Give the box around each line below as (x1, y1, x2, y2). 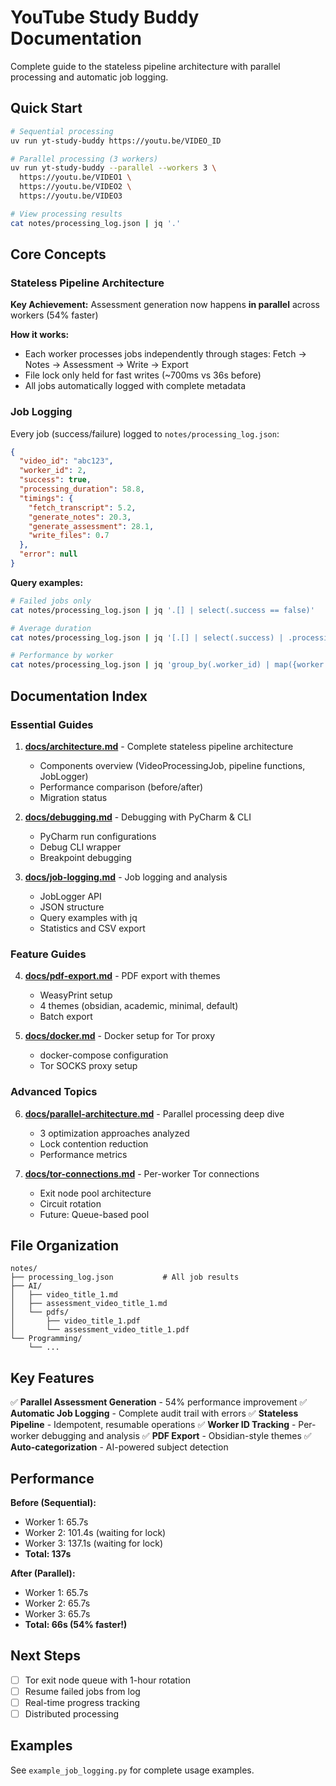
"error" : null (19, 549, 78, 560)
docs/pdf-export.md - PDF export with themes (24, 970, 221, 982)
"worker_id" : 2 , (19, 466, 87, 476)
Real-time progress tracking (24, 1696, 141, 1708)
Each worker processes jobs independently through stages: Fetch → (24, 348, 307, 360)
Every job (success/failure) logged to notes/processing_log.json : (10, 427, 280, 440)
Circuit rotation (39, 1197, 102, 1210)
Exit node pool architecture (39, 1187, 152, 1199)
